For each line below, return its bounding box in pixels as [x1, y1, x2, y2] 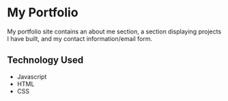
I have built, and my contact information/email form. [7, 34, 152, 42]
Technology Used [7, 55, 84, 66]
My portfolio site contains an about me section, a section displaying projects [7, 27, 222, 35]
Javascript [16, 72, 47, 81]
